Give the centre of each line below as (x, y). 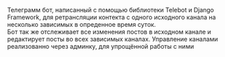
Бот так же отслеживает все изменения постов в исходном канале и (109, 32)
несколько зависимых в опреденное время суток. (82, 24)
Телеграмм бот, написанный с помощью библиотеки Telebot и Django (111, 10)
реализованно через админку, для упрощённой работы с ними (101, 46)
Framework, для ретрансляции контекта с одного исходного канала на (111, 17)
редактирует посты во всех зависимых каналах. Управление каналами (112, 39)
